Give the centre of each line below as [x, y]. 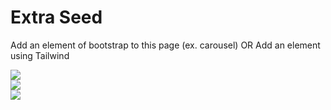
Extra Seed [56, 17]
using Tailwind [40, 55]
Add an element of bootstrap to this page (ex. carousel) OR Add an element [165, 45]
